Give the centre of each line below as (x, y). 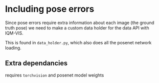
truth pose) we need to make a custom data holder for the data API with (77, 28)
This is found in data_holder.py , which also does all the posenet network (78, 42)
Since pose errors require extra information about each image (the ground (80, 23)
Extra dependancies (36, 63)
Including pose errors (50, 9)
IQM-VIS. (14, 33)
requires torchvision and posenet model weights (55, 75)
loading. (13, 48)
